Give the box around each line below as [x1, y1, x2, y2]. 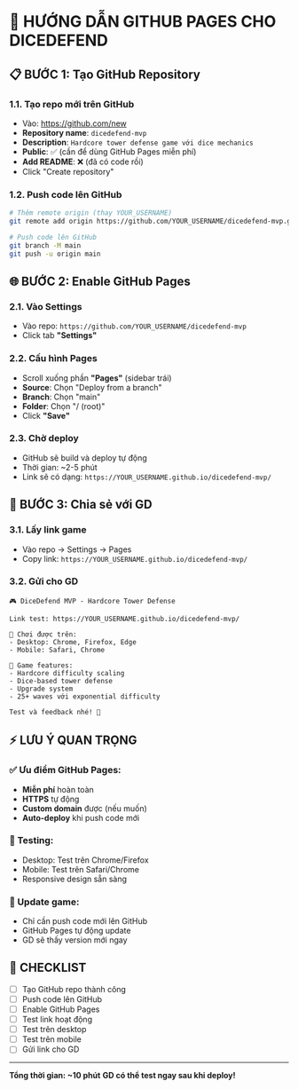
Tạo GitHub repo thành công [21, 983, 127, 994]
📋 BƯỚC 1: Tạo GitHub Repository [9, 67, 201, 82]
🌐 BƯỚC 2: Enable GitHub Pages [9, 273, 191, 288]
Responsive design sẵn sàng [21, 873, 127, 884]
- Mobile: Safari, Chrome [9, 645, 105, 654]
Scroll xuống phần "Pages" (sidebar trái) [21, 372, 172, 383]
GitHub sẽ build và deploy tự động [21, 452, 148, 463]
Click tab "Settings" [21, 330, 98, 341]
